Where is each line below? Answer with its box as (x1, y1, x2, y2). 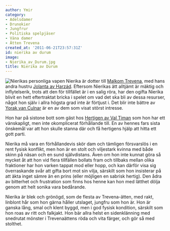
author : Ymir (5, 7, 33, 13)
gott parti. (5, 131, 26, 137)
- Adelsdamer (5, 17, 33, 22)
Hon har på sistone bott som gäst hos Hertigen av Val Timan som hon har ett (5, 115, 165, 121)
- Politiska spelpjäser (5, 31, 56, 36)
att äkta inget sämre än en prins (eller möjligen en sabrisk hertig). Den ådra (5, 173, 162, 179)
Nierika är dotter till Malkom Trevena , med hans (65, 78, 165, 84)
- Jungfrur (5, 26, 28, 31)
